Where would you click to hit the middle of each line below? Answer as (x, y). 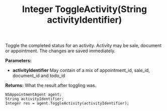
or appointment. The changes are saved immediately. (60, 51)
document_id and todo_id (39, 76)
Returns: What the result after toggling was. (51, 85)
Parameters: (18, 61)
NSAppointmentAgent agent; (33, 95)
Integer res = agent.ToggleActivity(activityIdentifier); (67, 103)
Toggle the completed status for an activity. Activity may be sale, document (83, 46)
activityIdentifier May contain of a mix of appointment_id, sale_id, (81, 70)
